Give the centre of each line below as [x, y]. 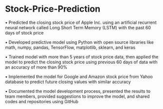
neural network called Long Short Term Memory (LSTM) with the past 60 [78, 27]
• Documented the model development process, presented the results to [78, 91]
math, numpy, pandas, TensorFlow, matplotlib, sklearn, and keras [70, 47]
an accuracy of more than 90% [36, 67]
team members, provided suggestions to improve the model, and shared [77, 96]
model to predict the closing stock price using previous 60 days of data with [81, 62]
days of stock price [24, 33]
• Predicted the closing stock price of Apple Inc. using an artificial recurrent [81, 22]
